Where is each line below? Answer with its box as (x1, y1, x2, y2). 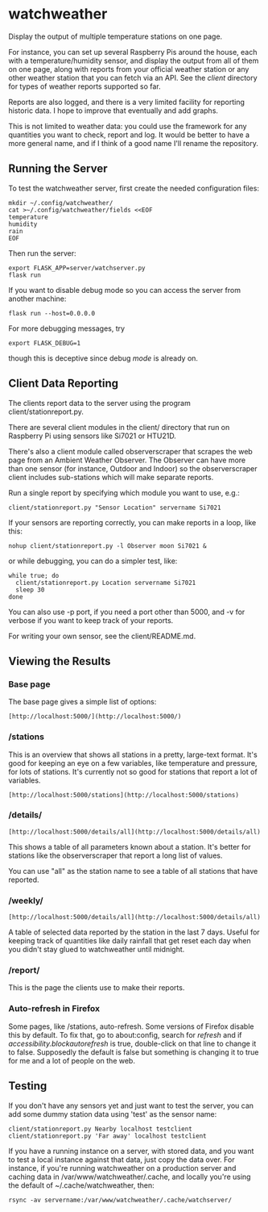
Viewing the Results (8, 654, 111, 668)
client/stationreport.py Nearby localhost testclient (8, 1125, 193, 1133)
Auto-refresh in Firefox (8, 1003, 101, 1014)
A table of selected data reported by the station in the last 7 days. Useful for (8, 927, 260, 937)
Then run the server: (8, 248, 76, 258)
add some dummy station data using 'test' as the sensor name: (8, 1109, 217, 1118)
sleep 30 (15, 586, 45, 594)
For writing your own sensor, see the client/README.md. (8, 631, 196, 641)
